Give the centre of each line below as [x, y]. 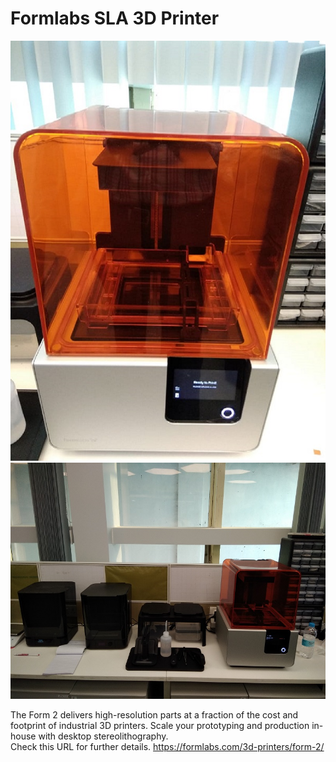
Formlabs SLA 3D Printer [115, 18]
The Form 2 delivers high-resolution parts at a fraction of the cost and [154, 714]
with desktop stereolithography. [103, 736]
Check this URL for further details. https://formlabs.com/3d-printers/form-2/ [167, 746]
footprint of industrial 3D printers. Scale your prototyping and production [160, 725]
